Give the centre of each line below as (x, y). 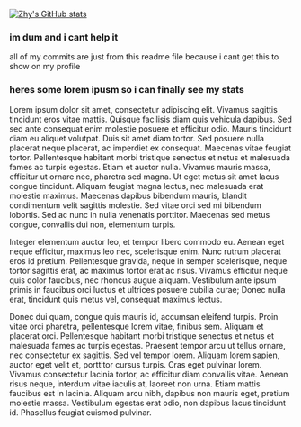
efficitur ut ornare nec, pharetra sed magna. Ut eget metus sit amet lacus (144, 177)
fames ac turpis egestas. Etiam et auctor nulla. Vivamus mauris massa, (140, 167)
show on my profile (45, 67)
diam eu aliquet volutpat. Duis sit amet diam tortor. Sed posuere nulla (137, 138)
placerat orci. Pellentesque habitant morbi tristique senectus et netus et (142, 336)
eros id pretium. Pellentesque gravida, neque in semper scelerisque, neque (148, 260)
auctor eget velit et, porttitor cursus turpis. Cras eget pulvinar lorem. (136, 364)
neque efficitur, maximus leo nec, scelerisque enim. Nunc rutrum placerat (145, 251)
